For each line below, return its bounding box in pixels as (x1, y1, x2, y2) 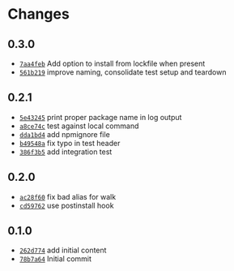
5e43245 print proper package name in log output (19, 112, 182, 122)
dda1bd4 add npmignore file (19, 129, 110, 139)
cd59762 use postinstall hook (19, 200, 114, 210)
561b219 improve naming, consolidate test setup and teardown (19, 67, 227, 77)
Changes (7, 5, 70, 24)
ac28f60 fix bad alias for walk (19, 191, 117, 201)
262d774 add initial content (19, 245, 107, 256)
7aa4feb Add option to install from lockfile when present (19, 58, 206, 68)
